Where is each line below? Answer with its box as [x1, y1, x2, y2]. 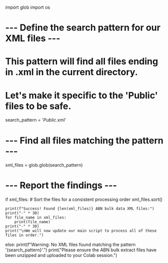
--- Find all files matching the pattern [5, 135, 164, 146]
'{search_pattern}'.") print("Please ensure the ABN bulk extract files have [5, 247, 157, 253]
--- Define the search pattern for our [5, 22, 160, 33]
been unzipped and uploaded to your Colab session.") [5, 252, 118, 258]
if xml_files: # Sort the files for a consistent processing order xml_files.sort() [5, 196, 163, 202]
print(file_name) [14, 220, 51, 225]
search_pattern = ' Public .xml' [5, 117, 67, 123]
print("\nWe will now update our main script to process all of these [5, 228, 157, 234]
